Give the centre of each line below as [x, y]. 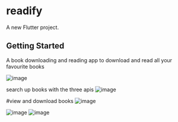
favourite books [25, 66]
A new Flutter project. [33, 27]
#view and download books [40, 101]
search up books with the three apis [50, 89]
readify [24, 11]
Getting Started [35, 46]
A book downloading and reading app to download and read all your [89, 60]
